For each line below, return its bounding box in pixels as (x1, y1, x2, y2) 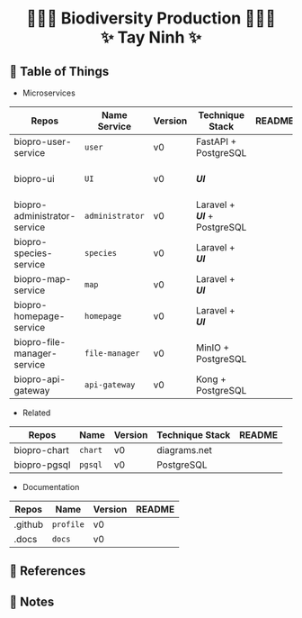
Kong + (196, 373, 226, 386)
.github (13, 518, 43, 531)
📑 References (9, 563, 86, 579)
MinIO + (196, 341, 230, 354)
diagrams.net (156, 444, 213, 456)
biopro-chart (13, 444, 69, 456)
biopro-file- (13, 336, 67, 348)
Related (22, 407, 51, 418)
